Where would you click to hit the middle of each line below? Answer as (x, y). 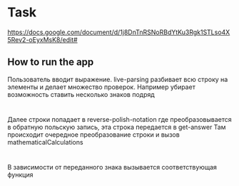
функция (20, 175)
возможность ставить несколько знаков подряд (81, 94)
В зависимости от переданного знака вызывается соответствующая (112, 167)
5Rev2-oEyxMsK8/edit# (42, 39)
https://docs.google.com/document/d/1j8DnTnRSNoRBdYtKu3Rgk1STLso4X (119, 32)
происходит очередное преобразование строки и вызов (93, 134)
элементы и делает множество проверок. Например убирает (102, 87)
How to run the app (51, 62)
